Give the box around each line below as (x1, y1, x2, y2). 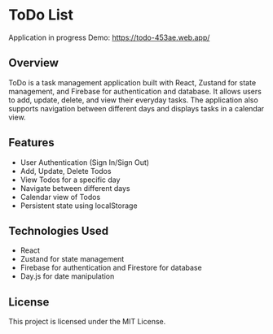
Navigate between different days (20, 183, 130, 193)
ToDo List (8, 6, 74, 24)
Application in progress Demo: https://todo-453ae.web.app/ (8, 33, 210, 42)
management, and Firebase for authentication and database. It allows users (8, 86, 262, 96)
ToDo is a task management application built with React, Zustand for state (8, 77, 257, 87)
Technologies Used (8, 223, 108, 237)
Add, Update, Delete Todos (20, 166, 112, 176)
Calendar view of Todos (20, 192, 101, 202)
